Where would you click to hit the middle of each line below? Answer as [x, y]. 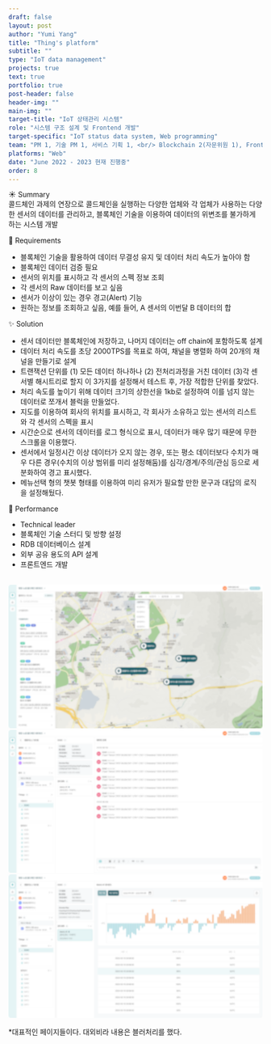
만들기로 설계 [56, 361]
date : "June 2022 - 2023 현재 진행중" [69, 162]
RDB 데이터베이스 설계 [55, 544]
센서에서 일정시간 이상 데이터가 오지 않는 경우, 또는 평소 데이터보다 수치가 [135, 452]
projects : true [34, 69]
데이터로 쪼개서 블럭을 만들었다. [69, 402]
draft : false [30, 17]
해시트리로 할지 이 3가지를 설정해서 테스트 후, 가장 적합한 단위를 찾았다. [147, 382]
